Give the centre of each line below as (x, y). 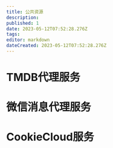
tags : (13, 34)
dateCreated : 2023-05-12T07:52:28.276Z (56, 46)
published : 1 (23, 23)
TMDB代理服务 (43, 78)
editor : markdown (28, 40)
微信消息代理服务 (49, 107)
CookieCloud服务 (50, 137)
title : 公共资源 (25, 12)
